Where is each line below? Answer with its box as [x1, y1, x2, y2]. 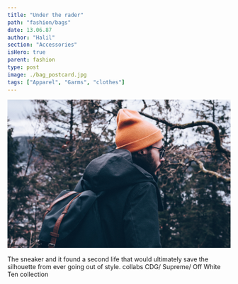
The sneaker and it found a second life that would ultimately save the [7, 255, 209, 263]
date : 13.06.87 [7, 26, 52, 33]
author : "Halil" [7, 34, 55, 41]
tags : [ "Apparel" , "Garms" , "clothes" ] [7, 79, 125, 86]
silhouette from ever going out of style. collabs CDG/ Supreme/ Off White [7, 263, 221, 271]
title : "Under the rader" [7, 11, 84, 18]
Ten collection [7, 270, 49, 279]
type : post [7, 64, 40, 71]
